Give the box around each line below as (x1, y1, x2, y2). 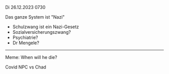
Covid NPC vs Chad (5, 64, 46, 70)
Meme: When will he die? (5, 54, 57, 60)
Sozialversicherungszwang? (12, 29, 71, 35)
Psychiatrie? (12, 35, 38, 40)
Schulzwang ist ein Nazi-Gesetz (12, 24, 79, 30)
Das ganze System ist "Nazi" (5, 14, 65, 20)
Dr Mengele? (12, 40, 39, 46)
